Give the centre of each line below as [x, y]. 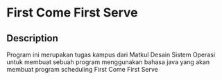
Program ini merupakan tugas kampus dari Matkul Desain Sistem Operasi [111, 54]
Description [32, 38]
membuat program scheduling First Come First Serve [83, 69]
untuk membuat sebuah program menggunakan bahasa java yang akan [108, 62]
